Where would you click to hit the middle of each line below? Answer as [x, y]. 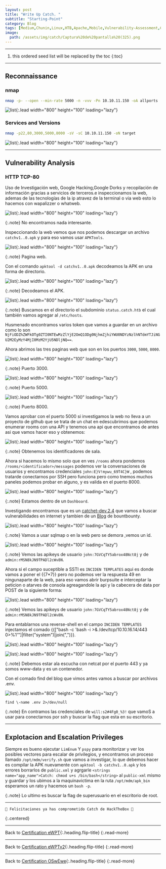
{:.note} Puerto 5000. [27, 388]
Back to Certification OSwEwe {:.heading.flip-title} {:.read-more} [70, 861]
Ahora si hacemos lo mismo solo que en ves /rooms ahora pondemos [75, 461]
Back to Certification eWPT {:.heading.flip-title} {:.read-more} [67, 833]
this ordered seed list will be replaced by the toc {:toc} [67, 56]
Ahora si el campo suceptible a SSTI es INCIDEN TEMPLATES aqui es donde [80, 569]
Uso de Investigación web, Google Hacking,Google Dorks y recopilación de [82, 188]
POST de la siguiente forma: [34, 590]
